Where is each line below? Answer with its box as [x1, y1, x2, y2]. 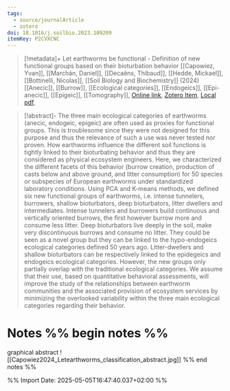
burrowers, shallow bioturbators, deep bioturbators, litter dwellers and [23, 199, 223, 208]
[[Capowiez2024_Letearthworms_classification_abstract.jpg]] [7, 355, 182, 364]
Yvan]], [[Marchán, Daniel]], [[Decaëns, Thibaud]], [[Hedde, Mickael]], [23, 69, 223, 78]
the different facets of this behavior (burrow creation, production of [23, 163, 215, 171]
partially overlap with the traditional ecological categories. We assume [23, 265, 223, 273]
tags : [7, 10, 23, 17]
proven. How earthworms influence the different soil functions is [23, 141, 207, 149]
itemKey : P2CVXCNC [7, 36, 60, 43]
